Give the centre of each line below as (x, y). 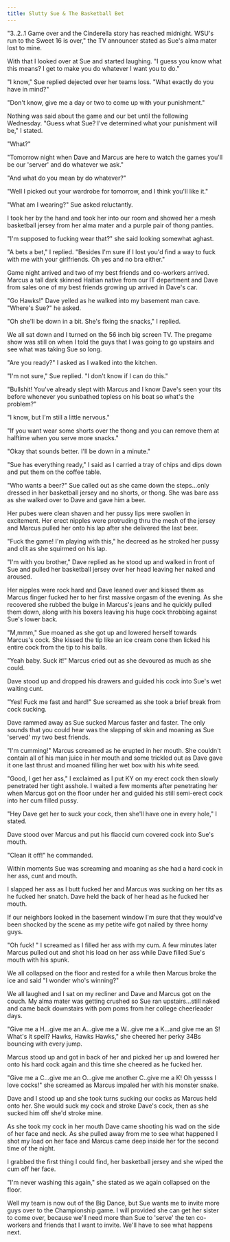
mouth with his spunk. (38, 960)
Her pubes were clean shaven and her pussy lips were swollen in (99, 513)
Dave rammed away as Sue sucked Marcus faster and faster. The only (106, 722)
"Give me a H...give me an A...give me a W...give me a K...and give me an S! (114, 1029)
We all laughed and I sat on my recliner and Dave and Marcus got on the (109, 993)
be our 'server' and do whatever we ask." (66, 164)
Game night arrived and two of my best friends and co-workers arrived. (108, 272)
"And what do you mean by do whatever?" (67, 178)
